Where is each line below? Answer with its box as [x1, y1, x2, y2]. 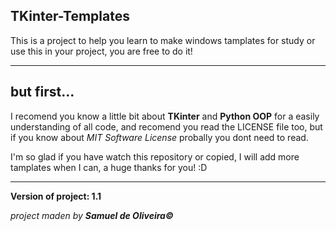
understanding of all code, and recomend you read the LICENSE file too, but [10, 120, 323, 133]
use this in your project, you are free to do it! [10, 45, 193, 57]
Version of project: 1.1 [10, 190, 102, 202]
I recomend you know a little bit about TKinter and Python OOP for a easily [10, 110, 320, 122]
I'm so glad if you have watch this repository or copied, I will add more [10, 150, 300, 163]
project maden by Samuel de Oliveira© [10, 209, 174, 221]
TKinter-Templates [10, 8, 130, 25]
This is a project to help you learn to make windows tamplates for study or [10, 34, 316, 46]
